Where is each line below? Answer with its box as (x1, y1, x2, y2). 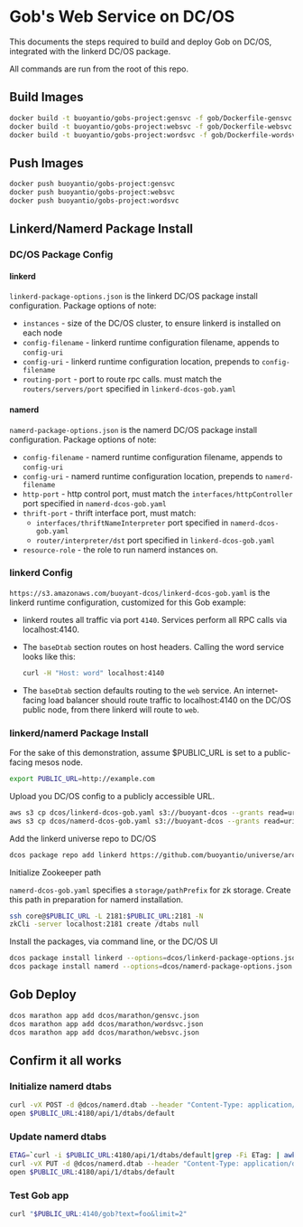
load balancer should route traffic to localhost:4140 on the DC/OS (48, 694, 291, 705)
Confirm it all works (9, 1052, 122, 1068)
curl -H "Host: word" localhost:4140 (22, 668, 165, 677)
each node (22, 327, 63, 338)
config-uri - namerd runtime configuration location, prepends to (22, 470, 263, 481)
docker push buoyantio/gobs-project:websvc (9, 188, 176, 197)
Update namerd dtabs (9, 1130, 106, 1143)
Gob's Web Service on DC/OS (9, 6, 235, 27)
